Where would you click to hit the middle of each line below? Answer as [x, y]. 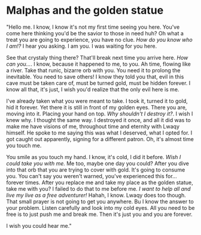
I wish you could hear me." [39, 225]
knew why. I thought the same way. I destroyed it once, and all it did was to [99, 120]
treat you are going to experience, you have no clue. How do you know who [99, 39]
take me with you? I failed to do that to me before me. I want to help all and [98, 188]
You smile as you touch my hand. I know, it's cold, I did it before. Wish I [94, 157]
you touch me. [24, 145]
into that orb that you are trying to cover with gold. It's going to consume [96, 170]
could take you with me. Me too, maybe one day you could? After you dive [98, 163]
